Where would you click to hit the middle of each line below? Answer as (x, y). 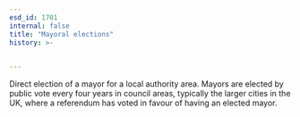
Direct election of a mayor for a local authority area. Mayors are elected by (146, 84)
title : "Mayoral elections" (62, 34)
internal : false (39, 26)
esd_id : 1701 (34, 17)
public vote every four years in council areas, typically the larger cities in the (150, 94)
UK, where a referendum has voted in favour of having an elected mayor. (143, 103)
